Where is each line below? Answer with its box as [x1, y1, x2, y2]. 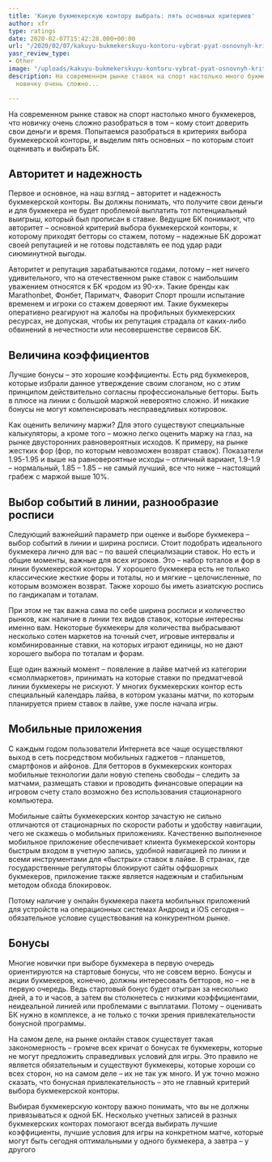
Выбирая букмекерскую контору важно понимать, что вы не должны [8, 1101, 249, 1111]
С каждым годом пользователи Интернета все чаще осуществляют [8, 744, 244, 753]
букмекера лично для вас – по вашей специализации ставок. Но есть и [8, 547, 256, 556]
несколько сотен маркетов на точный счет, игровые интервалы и [8, 631, 235, 641]
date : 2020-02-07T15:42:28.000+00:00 [8, 34, 136, 43]
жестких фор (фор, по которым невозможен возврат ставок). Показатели [8, 446, 264, 456]
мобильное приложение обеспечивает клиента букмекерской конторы [8, 837, 256, 847]
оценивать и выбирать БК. [8, 144, 100, 153]
